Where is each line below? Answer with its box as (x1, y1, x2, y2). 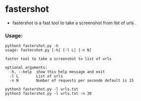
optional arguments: (5, 65, 48, 70)
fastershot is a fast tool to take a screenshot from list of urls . (12, 20, 137, 26)
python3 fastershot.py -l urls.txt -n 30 (5, 91, 92, 96)
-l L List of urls (9, 74, 63, 79)
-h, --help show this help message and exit (9, 69, 105, 75)
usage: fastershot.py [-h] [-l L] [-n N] (5, 48, 92, 53)
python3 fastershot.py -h (5, 44, 58, 49)
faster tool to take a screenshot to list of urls (5, 56, 112, 61)
